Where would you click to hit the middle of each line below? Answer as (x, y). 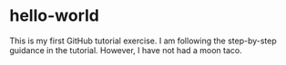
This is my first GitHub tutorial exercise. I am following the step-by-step (143, 41)
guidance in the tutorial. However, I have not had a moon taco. (126, 50)
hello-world (55, 16)
